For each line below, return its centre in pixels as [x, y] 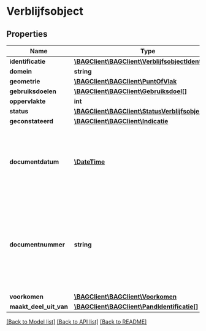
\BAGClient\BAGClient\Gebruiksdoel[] [130, 91]
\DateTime [90, 162]
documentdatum [34, 162]
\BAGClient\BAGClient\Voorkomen [125, 297]
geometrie [25, 81]
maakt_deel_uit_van [39, 306]
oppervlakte [28, 101]
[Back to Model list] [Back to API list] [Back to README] [77, 322]
